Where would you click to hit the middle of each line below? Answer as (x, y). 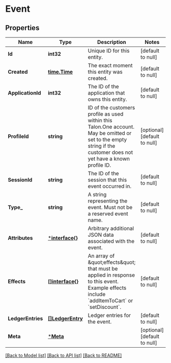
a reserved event (108, 214)
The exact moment (110, 65)
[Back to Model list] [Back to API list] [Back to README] (64, 355)
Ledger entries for (109, 315)
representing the (108, 201)
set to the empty (107, 140)
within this (100, 120)
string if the (102, 146)
